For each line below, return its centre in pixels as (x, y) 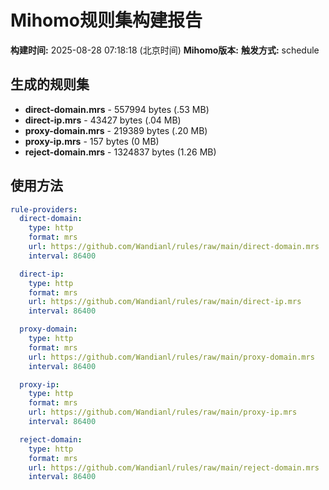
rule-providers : (44, 209)
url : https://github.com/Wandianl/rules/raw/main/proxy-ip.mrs (163, 412)
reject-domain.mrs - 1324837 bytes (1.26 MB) (120, 152)
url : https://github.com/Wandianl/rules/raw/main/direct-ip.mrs (165, 302)
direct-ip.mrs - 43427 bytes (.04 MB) (103, 120)
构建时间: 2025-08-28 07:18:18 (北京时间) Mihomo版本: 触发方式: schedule (165, 50)
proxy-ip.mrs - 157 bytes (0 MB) (92, 141)
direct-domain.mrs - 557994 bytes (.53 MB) (117, 109)
